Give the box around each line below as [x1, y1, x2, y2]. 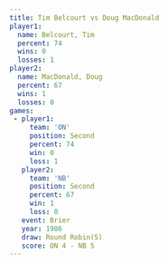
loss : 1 [29, 156, 59, 166]
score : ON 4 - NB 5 [21, 241, 95, 250]
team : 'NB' [29, 173, 70, 182]
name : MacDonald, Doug [17, 73, 103, 82]
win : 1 [29, 199, 54, 209]
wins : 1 [17, 89, 47, 98]
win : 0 [29, 148, 54, 157]
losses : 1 [17, 55, 54, 64]
